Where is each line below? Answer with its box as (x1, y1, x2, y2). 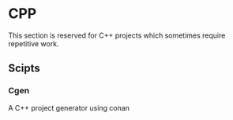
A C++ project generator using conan (8, 103, 130, 112)
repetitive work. (8, 38, 59, 48)
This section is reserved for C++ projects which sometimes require (8, 31, 226, 40)
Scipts (8, 62, 41, 75)
